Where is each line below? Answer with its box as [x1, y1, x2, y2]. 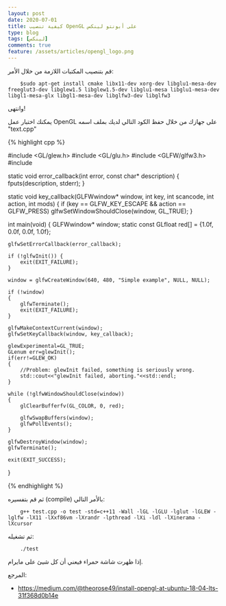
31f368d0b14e [17, 591, 59, 599]
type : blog [8, 29, 39, 36]
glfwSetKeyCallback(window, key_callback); [8, 330, 134, 338]
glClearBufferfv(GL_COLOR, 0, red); [20, 402, 125, 409]
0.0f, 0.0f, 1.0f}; [8, 227, 51, 236]
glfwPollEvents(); [20, 420, 73, 427]
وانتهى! [8, 104, 26, 112]
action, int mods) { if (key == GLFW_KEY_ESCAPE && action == [8, 199, 187, 207]
